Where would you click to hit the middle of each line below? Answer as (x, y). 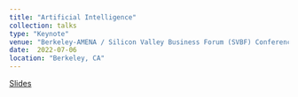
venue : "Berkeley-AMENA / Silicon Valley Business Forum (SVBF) (130, 42)
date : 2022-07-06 (43, 50)
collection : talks (43, 26)
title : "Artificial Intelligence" (73, 17)
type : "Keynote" (39, 34)
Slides (20, 83)
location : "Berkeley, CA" (57, 58)
